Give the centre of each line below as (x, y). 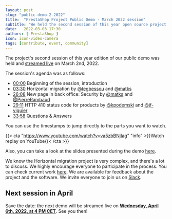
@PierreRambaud (31, 99)
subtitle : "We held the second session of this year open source (77, 24)
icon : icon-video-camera (32, 39)
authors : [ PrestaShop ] (32, 34)
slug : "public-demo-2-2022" (35, 15)
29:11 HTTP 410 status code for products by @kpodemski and (78, 105)
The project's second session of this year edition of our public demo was (83, 58)
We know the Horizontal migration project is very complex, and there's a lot (85, 161)
